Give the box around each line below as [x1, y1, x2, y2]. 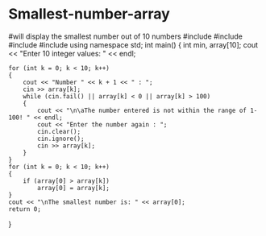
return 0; [8, 205, 42, 213]
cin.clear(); [37, 127, 81, 135]
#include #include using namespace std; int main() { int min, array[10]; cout [8, 39, 259, 49]
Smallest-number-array [8, 5, 171, 23]
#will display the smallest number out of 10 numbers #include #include [8, 31, 243, 41]
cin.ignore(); [37, 135, 85, 143]
